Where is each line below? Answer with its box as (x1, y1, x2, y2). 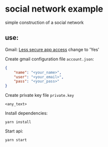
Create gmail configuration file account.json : (5, 56, 94, 62)
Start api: (5, 128, 23, 134)
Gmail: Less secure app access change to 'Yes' (5, 46, 100, 52)
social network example (5, 3, 103, 15)
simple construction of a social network (5, 19, 84, 25)
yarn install (5, 120, 31, 125)
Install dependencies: (5, 110, 48, 116)
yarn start (5, 138, 27, 143)
